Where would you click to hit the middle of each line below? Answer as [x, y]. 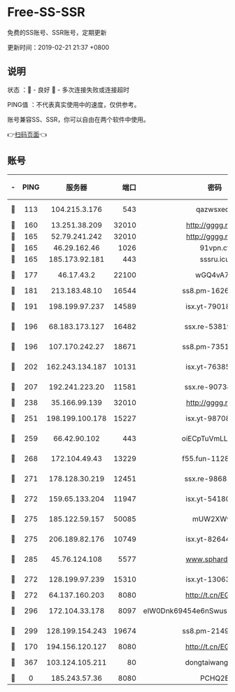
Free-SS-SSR [46, 12]
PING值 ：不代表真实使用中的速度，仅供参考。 [74, 104]
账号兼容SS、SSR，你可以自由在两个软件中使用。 [78, 119]
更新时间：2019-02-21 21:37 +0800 [58, 47]
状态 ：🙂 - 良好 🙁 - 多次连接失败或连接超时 [68, 90]
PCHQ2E [215, 678]
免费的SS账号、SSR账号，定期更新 [57, 32]
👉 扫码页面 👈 [27, 134]
